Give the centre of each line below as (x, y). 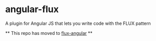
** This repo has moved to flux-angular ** (49, 33)
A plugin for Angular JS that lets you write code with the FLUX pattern (78, 23)
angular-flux (32, 9)
